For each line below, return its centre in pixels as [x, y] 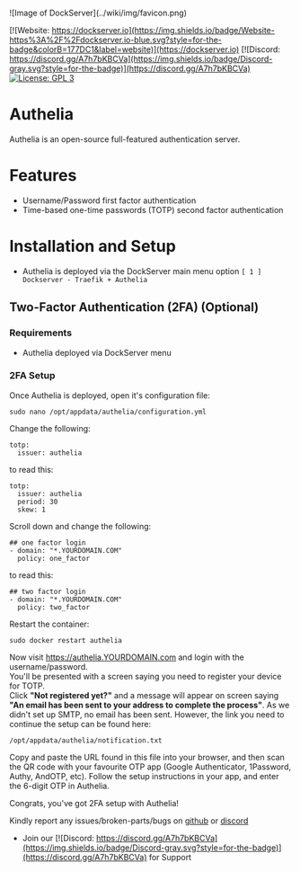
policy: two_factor [54, 607]
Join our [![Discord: [58, 838]
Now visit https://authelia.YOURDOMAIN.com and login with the [127, 657]
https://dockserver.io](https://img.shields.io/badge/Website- [163, 30]
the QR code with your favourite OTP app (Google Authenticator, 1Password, [150, 767]
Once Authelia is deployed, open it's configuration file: [110, 395]
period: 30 [38, 502]
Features [43, 176]
